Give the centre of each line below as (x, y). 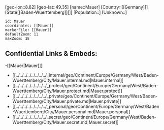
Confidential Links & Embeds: (51, 54)
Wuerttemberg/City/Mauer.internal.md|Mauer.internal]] (68, 80)
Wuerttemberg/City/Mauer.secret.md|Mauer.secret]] (66, 122)
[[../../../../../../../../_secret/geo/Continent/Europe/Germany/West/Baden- (84, 117)
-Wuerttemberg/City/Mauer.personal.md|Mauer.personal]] (71, 112)
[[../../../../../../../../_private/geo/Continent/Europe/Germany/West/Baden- (85, 96)
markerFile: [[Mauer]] (28, 30)
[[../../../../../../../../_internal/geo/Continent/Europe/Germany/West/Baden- (85, 75)
